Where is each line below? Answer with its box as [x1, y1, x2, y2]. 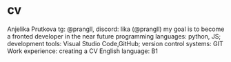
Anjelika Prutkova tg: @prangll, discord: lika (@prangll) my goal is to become [7, 25, 225, 33]
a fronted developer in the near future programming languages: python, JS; [7, 32, 221, 40]
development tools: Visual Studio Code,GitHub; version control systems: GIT [7, 39, 223, 48]
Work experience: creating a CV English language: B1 [7, 47, 159, 55]
